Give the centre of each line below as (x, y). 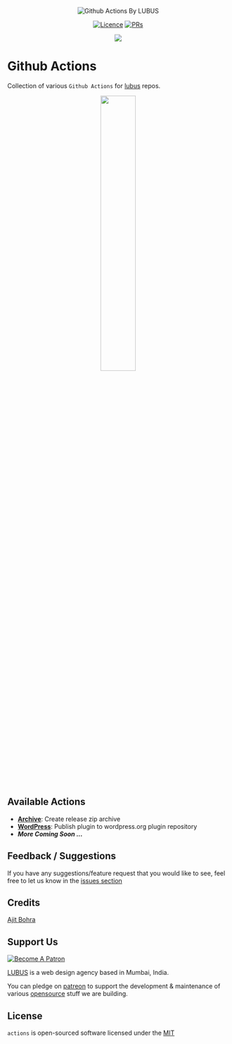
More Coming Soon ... (50, 834)
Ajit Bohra (21, 920)
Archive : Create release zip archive (69, 819)
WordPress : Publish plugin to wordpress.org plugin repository (107, 826)
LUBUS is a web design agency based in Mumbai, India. (88, 973)
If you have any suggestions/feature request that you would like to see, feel (116, 873)
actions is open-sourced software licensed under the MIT (91, 1033)
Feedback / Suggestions (62, 856)
